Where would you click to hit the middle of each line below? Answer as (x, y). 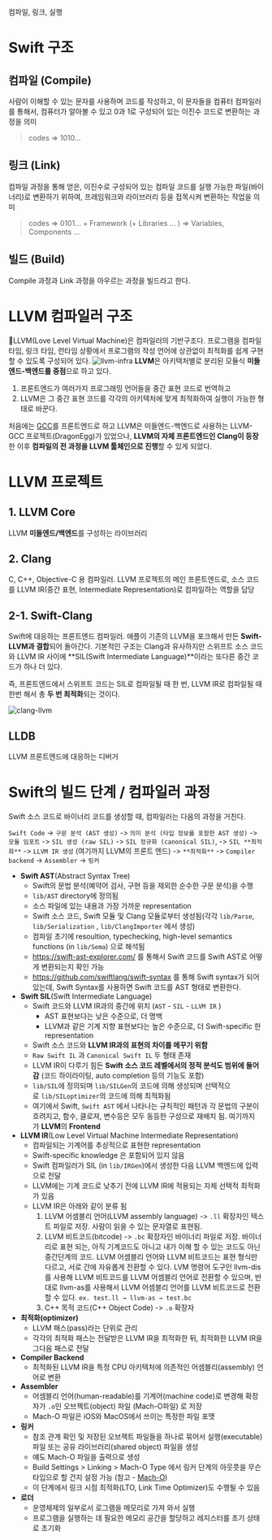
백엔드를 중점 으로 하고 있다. (68, 371)
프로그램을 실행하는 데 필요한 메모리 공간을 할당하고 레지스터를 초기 (138, 1517)
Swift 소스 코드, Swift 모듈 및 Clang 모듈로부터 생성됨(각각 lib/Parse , (143, 916)
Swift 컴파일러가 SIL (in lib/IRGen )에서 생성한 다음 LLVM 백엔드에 (138, 1165)
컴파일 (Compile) (50, 80)
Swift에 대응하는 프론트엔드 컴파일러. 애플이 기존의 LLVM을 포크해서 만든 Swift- (135, 636)
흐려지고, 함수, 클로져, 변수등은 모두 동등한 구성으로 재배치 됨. (130, 1116)
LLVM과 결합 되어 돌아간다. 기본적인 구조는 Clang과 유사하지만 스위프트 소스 (129, 646)
